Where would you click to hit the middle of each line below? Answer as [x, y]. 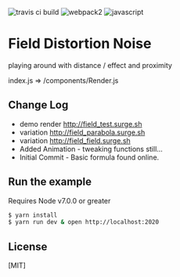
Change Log [38, 105]
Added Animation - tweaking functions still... [91, 149]
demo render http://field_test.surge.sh [81, 124]
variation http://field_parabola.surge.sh [82, 132]
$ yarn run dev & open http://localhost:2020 [83, 222]
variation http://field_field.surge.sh [75, 140]
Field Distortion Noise [80, 44]
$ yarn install [33, 215]
